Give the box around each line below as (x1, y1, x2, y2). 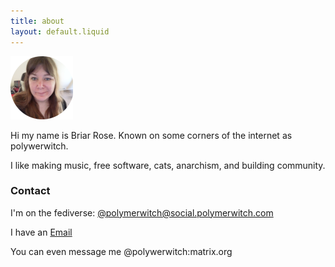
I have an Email (10, 226, 73, 238)
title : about (10, 16, 65, 26)
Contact (10, 184, 51, 198)
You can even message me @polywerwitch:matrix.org (10, 245, 233, 257)
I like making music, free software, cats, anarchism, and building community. (10, 159, 326, 171)
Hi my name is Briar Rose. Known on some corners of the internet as (10, 129, 293, 141)
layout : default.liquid (10, 26, 110, 37)
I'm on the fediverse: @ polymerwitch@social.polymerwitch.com (10, 206, 274, 219)
